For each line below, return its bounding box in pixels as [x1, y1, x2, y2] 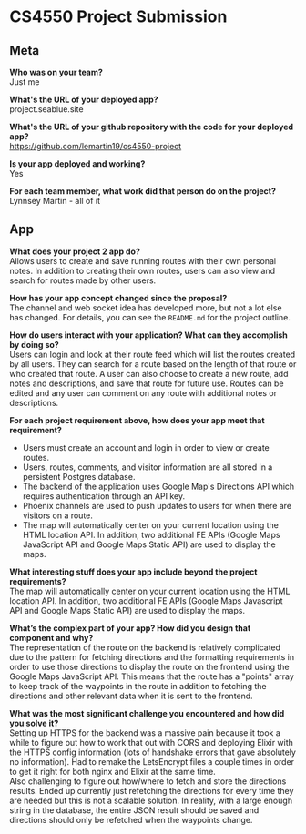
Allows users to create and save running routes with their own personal [9, 255, 276, 266]
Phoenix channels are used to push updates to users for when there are [22, 500, 292, 511]
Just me [9, 76, 40, 87]
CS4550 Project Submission [9, 6, 228, 27]
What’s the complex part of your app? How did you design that [9, 622, 251, 634]
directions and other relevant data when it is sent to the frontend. [9, 690, 253, 701]
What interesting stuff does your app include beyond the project [9, 566, 258, 577]
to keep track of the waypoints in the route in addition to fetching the [9, 680, 267, 691]
